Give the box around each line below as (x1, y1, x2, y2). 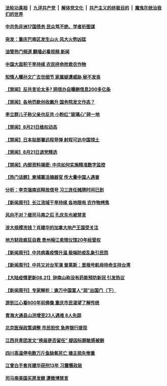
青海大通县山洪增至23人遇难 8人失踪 (5, 312, 82, 318)
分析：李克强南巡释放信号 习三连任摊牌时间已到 (5, 187, 104, 193)
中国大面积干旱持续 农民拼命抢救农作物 (5, 61, 87, 67)
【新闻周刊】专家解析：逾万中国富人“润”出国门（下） (5, 287, 117, 293)
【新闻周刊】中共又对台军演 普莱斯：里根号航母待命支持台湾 (5, 262, 131, 268)
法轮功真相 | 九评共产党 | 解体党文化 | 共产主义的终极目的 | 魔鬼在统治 (5, 5, 157, 11)
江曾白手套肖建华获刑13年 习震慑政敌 (5, 363, 82, 369)
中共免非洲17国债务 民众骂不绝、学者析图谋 (5, 23, 95, 30)
